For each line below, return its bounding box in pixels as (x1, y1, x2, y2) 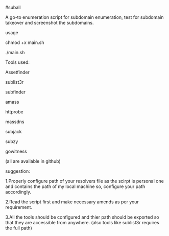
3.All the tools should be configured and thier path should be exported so (5, 214, 159, 220)
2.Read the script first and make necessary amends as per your (5, 199, 139, 205)
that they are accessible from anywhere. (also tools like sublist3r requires (5, 220, 159, 225)
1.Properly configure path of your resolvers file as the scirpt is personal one (5, 178, 164, 184)
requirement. (5, 204, 32, 210)
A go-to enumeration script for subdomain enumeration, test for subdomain (5, 14, 164, 20)
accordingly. (5, 189, 32, 195)
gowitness (5, 148, 27, 154)
